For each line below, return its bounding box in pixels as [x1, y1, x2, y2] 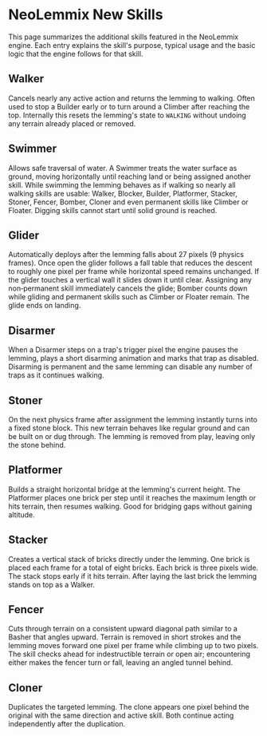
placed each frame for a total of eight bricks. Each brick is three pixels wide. [8, 563, 259, 572]
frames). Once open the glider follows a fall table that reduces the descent [8, 258, 253, 268]
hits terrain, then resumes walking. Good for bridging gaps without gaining [8, 501, 253, 511]
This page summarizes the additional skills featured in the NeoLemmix [8, 32, 239, 42]
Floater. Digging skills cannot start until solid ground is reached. [8, 205, 218, 215]
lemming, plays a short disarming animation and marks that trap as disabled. [8, 354, 259, 363]
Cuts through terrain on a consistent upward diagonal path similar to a [8, 624, 238, 634]
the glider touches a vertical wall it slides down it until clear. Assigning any [8, 275, 253, 285]
